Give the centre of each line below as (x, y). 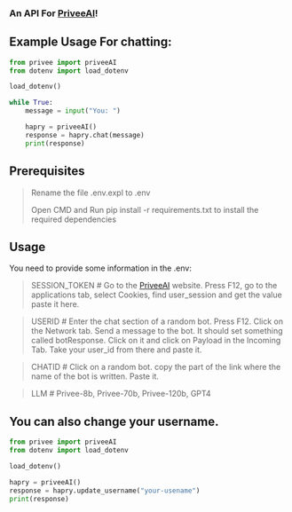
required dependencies (74, 219)
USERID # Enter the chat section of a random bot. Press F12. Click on (157, 321)
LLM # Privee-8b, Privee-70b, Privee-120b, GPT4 (121, 394)
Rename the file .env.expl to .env (91, 193)
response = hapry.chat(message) (85, 135)
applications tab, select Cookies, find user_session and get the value (156, 295)
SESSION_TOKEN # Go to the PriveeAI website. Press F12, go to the (154, 286)
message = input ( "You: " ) (73, 111)
